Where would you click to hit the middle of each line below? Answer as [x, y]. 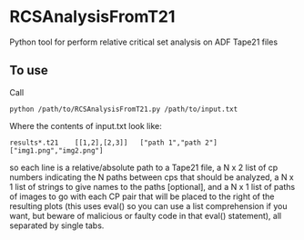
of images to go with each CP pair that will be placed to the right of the [142, 196]
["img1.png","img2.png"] [56, 150]
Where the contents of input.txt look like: [86, 125]
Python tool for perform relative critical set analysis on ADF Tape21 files [144, 42]
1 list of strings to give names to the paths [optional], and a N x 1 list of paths [152, 186]
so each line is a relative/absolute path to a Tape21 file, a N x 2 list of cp [144, 167]
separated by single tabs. [57, 225]
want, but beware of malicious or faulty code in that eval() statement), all [146, 215]
